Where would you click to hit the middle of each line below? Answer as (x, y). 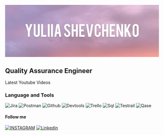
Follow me (16, 116)
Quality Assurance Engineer (49, 71)
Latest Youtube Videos (28, 82)
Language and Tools (30, 95)
